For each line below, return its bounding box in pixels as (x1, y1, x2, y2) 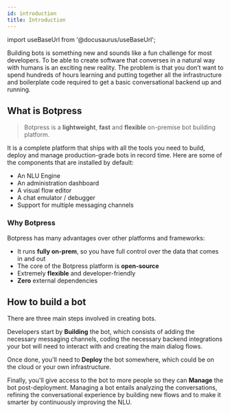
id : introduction (7, 10, 57, 17)
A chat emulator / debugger (16, 194, 96, 202)
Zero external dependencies (16, 276, 98, 284)
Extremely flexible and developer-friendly (16, 269, 136, 277)
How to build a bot (7, 296, 87, 308)
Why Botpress (7, 218, 56, 227)
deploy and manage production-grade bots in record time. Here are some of (7, 151, 222, 159)
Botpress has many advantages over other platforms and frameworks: (7, 234, 205, 242)
